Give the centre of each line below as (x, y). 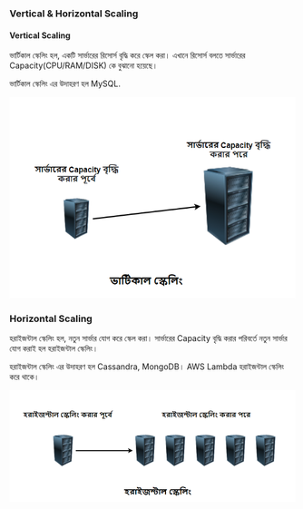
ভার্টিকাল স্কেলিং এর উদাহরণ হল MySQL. (65, 83)
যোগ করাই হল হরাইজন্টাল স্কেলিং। (54, 348)
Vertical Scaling (40, 35)
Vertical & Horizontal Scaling (74, 14)
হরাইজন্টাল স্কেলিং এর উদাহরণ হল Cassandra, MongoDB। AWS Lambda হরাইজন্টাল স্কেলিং (147, 367)
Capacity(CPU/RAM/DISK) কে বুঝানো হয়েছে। (84, 65)
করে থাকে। (24, 377)
